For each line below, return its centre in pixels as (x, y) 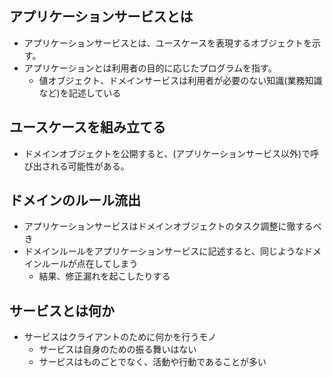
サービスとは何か (62, 310)
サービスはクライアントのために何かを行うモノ (120, 337)
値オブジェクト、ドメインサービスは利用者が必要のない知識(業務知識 (180, 80)
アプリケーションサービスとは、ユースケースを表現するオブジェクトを (168, 43)
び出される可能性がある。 (76, 166)
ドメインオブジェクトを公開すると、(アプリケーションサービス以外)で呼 (171, 153)
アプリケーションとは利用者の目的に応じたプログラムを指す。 (150, 68)
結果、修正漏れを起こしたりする (104, 276)
